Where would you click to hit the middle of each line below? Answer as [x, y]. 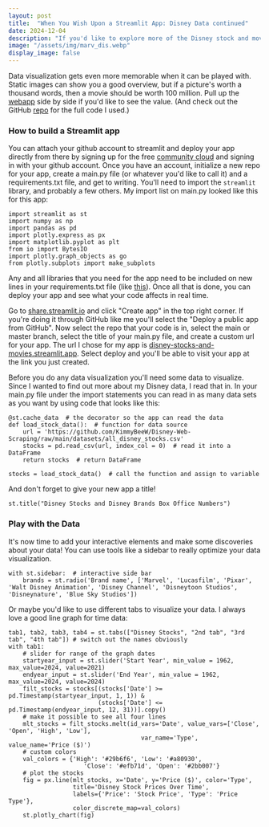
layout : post [30, 16]
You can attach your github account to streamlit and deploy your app [122, 149]
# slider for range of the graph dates [89, 654]
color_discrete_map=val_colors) [126, 808]
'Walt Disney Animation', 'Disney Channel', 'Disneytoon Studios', [123, 587]
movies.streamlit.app [43, 353]
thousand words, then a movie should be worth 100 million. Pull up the [124, 93]
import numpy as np [41, 222]
